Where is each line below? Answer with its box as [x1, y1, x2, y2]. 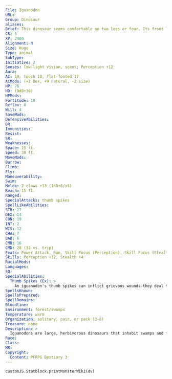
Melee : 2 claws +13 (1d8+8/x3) [5, 184, 72, 189]
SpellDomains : [5, 298, 36, 303]
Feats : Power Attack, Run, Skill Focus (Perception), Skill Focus [5, 250, 150, 255]
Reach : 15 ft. [5, 188, 36, 193]
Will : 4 [5, 107, 22, 113]
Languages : [5, 264, 29, 270]
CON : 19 [5, 217, 22, 222]
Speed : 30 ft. [5, 150, 36, 155]
